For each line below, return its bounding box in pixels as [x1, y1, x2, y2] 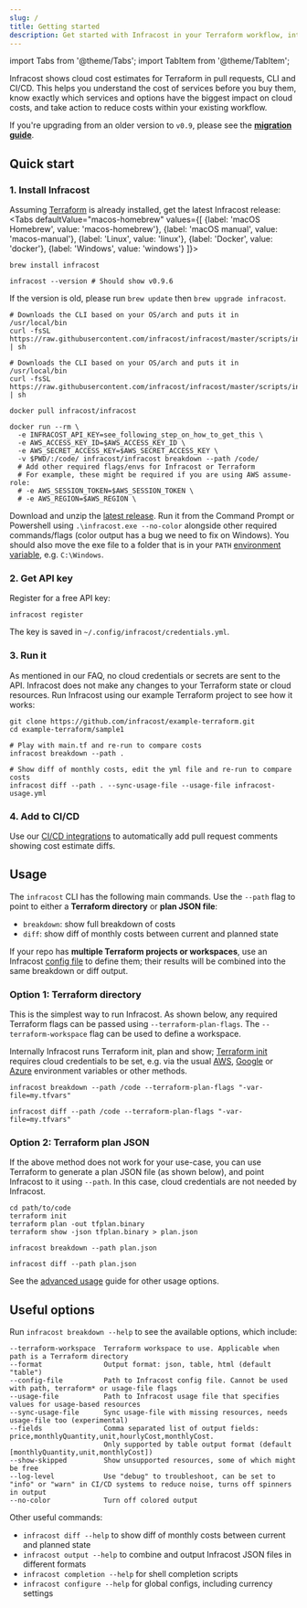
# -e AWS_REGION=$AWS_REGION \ [17, 494, 137, 503]
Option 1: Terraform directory [9, 988, 142, 1000]
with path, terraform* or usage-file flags [9, 1384, 178, 1393]
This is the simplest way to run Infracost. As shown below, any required [9, 1009, 278, 1020]
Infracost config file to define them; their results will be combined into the [9, 956, 286, 967]
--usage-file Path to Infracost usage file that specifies [9, 1392, 281, 1402]
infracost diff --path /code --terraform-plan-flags [9, 1107, 215, 1116]
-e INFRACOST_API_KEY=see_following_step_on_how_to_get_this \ [17, 430, 263, 439]
